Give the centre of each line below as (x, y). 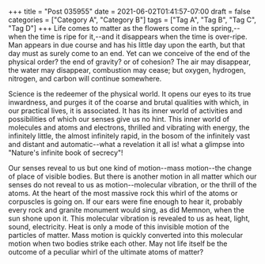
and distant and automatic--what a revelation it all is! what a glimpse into (127, 144)
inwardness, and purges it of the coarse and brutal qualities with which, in (129, 102)
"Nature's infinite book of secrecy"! (66, 153)
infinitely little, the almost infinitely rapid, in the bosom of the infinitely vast (129, 136)
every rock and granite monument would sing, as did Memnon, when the (127, 210)
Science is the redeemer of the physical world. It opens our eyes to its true (130, 94)
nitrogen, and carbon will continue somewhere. (85, 79)
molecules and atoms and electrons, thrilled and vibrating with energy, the (129, 127)
